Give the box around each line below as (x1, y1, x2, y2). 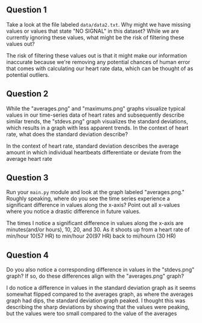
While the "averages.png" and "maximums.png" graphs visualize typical (6, 105, 186, 112)
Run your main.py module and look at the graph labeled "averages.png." (6, 189, 185, 196)
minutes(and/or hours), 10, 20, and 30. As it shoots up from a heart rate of (6, 226, 190, 233)
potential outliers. (6, 71, 49, 78)
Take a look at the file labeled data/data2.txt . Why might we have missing (6, 21, 191, 28)
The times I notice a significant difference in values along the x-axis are (6, 220, 184, 227)
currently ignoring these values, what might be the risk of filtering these (6, 33, 185, 41)
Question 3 (6, 172, 49, 183)
